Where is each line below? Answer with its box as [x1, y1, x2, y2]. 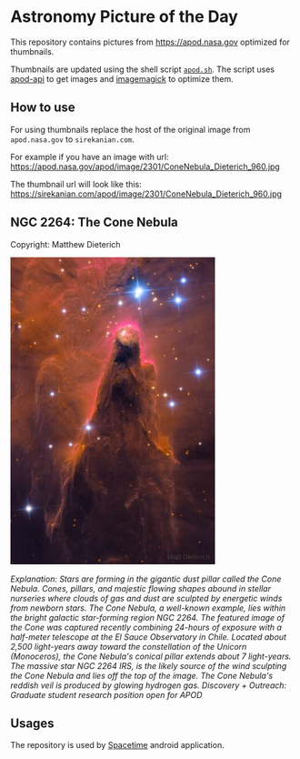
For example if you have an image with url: [10, 151, 169, 162]
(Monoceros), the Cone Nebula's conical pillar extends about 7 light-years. [10, 651, 292, 662]
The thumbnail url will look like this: [10, 178, 142, 189]
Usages [10, 715, 55, 731]
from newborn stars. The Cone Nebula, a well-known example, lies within [10, 602, 286, 613]
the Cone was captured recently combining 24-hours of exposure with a [10, 622, 283, 632]
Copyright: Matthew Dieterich [10, 238, 121, 249]
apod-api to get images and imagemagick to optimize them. [10, 73, 235, 84]
